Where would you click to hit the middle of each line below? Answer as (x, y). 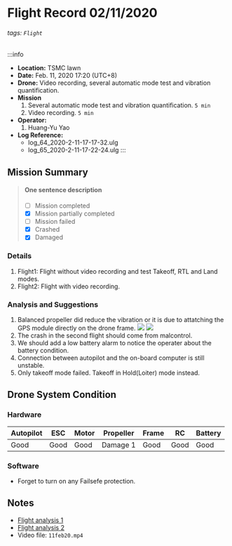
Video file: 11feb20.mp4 (50, 535)
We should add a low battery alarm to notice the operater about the (114, 342)
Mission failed (55, 222)
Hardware (25, 415)
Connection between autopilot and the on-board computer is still (111, 358)
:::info (15, 55)
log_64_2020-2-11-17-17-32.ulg (73, 142)
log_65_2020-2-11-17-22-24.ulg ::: (77, 150)
